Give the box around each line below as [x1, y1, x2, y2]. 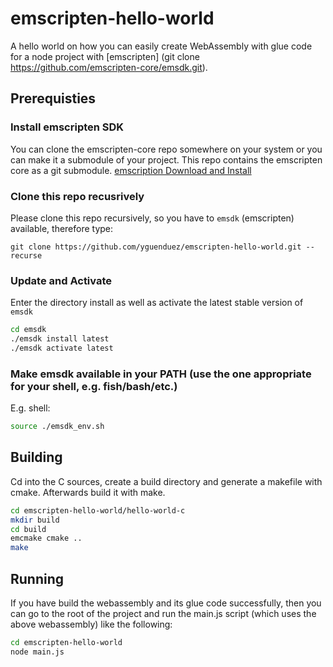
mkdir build [10, 515, 60, 525]
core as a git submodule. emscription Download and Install [10, 164, 252, 176]
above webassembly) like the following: [10, 618, 173, 631]
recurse [10, 250, 43, 261]
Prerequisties [10, 90, 97, 107]
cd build [10, 524, 47, 534]
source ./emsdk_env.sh [10, 422, 105, 432]
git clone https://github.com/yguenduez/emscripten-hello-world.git [10, 242, 302, 252]
